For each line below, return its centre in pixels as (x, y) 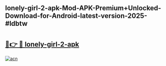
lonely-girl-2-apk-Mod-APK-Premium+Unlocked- (83, 8)
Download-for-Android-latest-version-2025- (76, 16)
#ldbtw (16, 24)
